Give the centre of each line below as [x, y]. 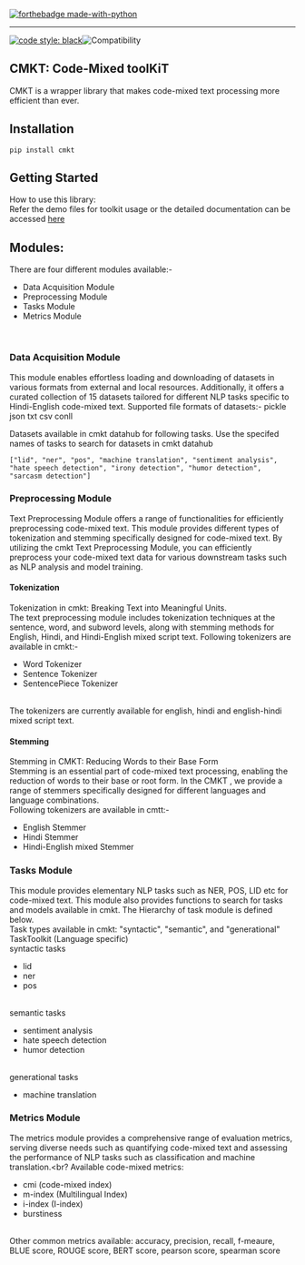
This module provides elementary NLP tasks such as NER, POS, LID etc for [149, 890]
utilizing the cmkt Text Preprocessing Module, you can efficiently [131, 547]
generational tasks [44, 1077]
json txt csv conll [41, 416]
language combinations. [54, 800]
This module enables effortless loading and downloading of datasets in [142, 377]
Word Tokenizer [52, 664]
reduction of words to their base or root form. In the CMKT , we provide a [146, 781]
